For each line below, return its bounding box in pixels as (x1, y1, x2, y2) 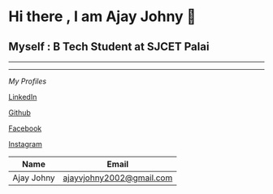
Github (8, 108, 31, 117)
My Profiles (8, 76, 47, 86)
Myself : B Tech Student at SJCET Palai (8, 40, 210, 54)
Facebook (8, 123, 42, 133)
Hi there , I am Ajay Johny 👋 (8, 7, 197, 26)
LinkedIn (8, 93, 37, 101)
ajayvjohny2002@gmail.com (63, 172, 173, 183)
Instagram (8, 140, 42, 149)
